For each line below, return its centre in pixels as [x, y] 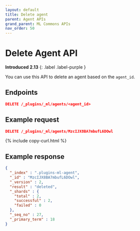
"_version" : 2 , [27, 182]
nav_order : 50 [20, 29]
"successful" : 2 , [33, 201]
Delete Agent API [41, 53]
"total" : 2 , [28, 196]
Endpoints [22, 92]
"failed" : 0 [28, 205]
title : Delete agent [27, 15]
